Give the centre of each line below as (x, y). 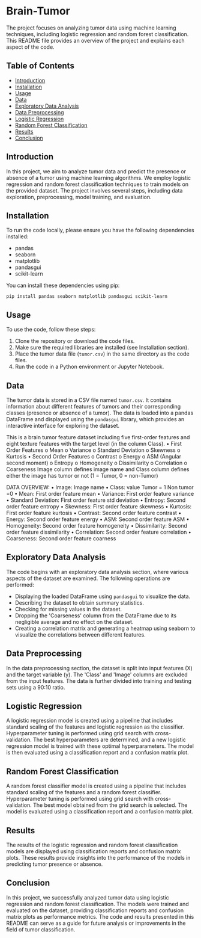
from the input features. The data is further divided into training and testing (99, 680)
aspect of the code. (31, 47)
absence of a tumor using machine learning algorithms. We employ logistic (99, 177)
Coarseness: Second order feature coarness (61, 538)
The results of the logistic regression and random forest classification (92, 845)
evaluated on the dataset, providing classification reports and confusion (95, 910)
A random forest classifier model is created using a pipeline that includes (96, 786)
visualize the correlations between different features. (80, 634)
